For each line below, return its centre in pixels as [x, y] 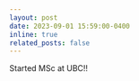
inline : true [34, 34]
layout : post [34, 18]
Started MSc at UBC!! [48, 68]
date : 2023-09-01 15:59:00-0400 [69, 26]
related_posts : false [50, 43]
